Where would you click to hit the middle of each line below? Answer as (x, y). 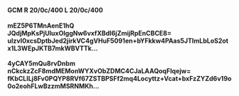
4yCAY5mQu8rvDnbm (42, 63)
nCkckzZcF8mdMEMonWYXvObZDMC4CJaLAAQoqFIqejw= (99, 71)
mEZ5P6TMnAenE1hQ (41, 26)
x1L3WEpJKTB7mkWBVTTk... (53, 48)
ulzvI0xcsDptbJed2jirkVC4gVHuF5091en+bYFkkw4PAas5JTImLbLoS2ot (118, 41)
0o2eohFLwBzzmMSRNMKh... (53, 86)
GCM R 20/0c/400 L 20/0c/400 (55, 10)
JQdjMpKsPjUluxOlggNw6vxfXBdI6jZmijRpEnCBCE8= (90, 33)
